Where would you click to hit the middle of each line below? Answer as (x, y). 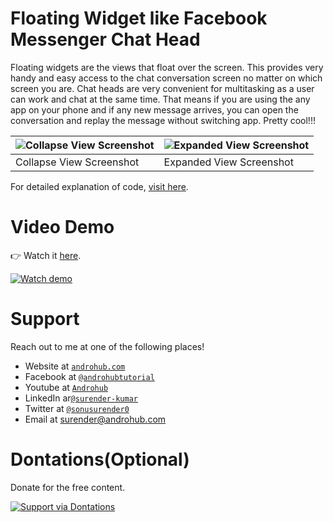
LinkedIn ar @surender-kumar (81, 398)
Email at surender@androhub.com (95, 419)
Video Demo (62, 227)
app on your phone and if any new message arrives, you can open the (154, 109)
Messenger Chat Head (105, 39)
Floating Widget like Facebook (139, 18)
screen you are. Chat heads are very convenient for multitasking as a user (162, 88)
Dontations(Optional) (100, 459)
